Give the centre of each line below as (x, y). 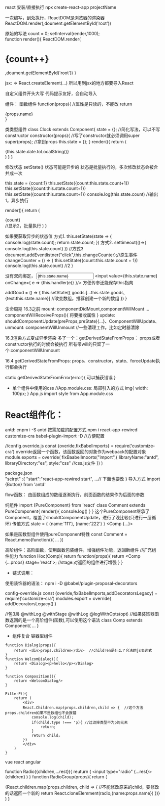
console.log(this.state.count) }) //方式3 (44, 248)
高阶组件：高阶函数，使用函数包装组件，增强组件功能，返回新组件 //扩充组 (81, 550)
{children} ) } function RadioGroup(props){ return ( (56, 777)
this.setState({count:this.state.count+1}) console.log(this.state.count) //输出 (82, 194)
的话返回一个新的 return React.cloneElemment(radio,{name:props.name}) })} (82, 793)
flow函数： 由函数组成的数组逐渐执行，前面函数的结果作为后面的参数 (75, 494)
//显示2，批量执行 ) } (26, 225)
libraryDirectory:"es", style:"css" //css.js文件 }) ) (54, 463)
